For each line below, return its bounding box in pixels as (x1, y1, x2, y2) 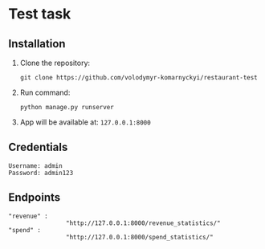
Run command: (19, 88, 71, 97)
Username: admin (8, 161, 63, 169)
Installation (8, 37, 66, 51)
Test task (8, 5, 71, 23)
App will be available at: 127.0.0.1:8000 (19, 117, 151, 127)
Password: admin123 (8, 169, 74, 177)
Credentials (8, 141, 68, 154)
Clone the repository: (19, 58, 91, 67)
